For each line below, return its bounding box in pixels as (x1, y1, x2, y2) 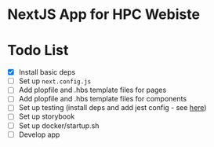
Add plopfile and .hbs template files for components (18, 94, 187, 104)
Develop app (18, 130, 60, 139)
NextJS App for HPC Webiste (7, 6, 201, 24)
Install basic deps (18, 68, 76, 77)
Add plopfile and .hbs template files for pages (18, 85, 167, 95)
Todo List (7, 42, 69, 60)
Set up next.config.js (18, 76, 92, 86)
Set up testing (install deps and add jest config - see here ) (18, 103, 207, 112)
